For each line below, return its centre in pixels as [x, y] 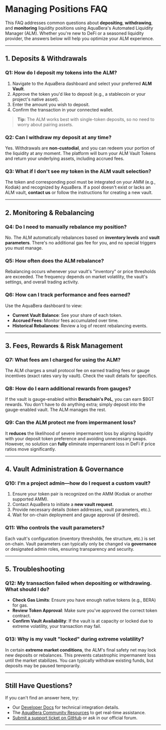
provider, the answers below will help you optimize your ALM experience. [80, 38]
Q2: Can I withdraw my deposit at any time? [59, 137]
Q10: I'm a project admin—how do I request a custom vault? [78, 483]
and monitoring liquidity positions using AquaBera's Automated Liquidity [79, 28]
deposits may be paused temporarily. [43, 665]
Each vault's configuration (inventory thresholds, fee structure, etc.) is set [80, 538]
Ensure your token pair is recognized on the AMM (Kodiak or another [82, 494]
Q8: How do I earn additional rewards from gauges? [68, 388]
